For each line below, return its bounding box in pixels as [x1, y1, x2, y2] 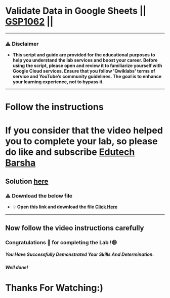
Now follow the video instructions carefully [5, 223, 144, 232]
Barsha [5, 157, 36, 169]
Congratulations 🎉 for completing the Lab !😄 [5, 239, 117, 246]
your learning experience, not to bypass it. [12, 79, 104, 85]
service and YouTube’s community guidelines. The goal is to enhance [12, 74, 162, 80]
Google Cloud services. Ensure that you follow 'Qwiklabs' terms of [12, 68, 155, 74]
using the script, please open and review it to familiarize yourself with [12, 62, 162, 69]
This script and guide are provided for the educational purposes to [12, 52, 155, 58]
